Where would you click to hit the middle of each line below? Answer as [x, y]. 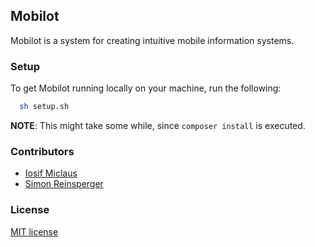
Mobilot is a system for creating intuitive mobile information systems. [152, 40]
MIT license [34, 231]
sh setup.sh [44, 107]
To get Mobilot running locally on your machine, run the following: [146, 88]
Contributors [42, 151]
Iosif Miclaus [51, 173]
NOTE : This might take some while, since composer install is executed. [158, 125]
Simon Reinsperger [64, 184]
